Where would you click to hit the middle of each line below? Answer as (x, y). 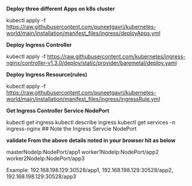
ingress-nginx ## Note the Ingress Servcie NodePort (72, 129)
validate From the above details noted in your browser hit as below (91, 140)
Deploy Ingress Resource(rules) (47, 74)
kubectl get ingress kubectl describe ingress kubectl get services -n (91, 122)
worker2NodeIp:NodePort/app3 (46, 158)
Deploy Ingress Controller (39, 45)
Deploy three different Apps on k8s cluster (61, 9)
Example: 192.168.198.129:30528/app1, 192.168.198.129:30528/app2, (90, 170)
